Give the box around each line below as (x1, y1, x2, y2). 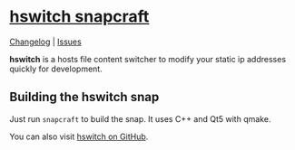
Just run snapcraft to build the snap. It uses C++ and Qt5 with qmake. (9, 113, 271, 124)
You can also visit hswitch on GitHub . (9, 131, 149, 142)
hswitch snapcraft (9, 6, 150, 27)
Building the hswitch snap (9, 89, 160, 105)
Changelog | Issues (9, 36, 82, 47)
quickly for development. (9, 63, 103, 74)
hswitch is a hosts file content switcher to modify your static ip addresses (9, 53, 287, 64)
